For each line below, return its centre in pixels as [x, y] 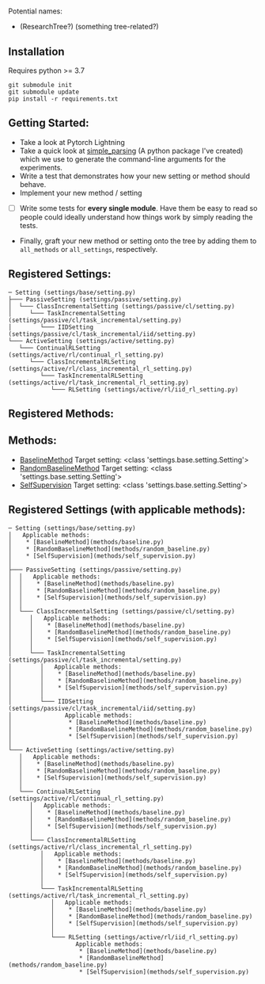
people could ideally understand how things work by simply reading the [136, 217]
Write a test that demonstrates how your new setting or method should [135, 176]
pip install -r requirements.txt [63, 99]
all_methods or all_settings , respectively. [89, 249]
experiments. [41, 167]
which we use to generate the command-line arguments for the [123, 159]
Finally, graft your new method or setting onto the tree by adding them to [138, 241]
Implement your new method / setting [81, 193]
